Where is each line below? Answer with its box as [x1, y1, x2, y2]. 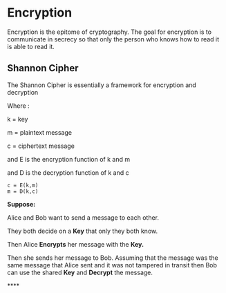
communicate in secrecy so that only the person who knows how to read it [7, 35, 220, 43]
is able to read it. [7, 42, 55, 50]
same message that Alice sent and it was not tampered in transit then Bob [7, 261, 218, 269]
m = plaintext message [7, 128, 73, 136]
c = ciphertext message [7, 142, 75, 150]
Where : [7, 102, 30, 110]
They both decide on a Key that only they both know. [7, 227, 158, 235]
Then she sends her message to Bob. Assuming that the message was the [7, 254, 219, 262]
